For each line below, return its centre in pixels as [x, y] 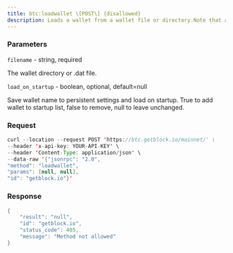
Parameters [27, 44]
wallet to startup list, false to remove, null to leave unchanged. [96, 107]
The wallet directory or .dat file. [52, 73]
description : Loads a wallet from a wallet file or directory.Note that [114, 20]
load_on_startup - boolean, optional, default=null [77, 86]
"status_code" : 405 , [49, 230]
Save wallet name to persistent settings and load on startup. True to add [110, 100]
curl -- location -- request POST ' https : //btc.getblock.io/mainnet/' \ [111, 140]
